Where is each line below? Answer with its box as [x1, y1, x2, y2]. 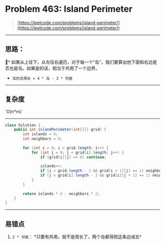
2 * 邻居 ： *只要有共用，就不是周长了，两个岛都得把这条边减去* [12, 234, 142, 240]
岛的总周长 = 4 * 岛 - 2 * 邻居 [12, 76, 73, 81]
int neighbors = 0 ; [23, 136, 63, 141]
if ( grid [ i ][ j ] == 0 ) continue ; [40, 154, 107, 159]
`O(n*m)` [5, 108, 23, 114]
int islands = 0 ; [23, 132, 58, 137]
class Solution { [5, 122, 41, 127]
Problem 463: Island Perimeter [5, 3, 133, 15]
